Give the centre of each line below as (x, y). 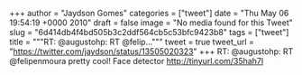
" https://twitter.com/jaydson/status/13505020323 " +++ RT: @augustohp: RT (151, 52)
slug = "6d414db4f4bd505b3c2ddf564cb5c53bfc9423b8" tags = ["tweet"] (149, 32)
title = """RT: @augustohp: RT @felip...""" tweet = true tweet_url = (132, 42)
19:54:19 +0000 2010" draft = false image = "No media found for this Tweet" (151, 23)
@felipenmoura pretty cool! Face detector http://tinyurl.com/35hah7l (137, 61)
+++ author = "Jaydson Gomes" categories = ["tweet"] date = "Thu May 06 (149, 13)
